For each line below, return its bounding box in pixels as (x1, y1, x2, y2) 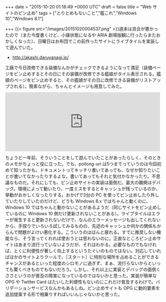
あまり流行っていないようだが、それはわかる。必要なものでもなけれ (18, 242, 157, 247)
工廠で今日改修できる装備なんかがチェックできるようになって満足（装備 (5, 65, 153, 71)
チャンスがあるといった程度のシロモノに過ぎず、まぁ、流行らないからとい (5, 260, 157, 266)
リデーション (5, 285, 31, 291)
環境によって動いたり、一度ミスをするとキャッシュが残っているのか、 (17, 186, 161, 192)
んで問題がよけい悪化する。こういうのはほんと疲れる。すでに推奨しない (9, 229, 157, 235)
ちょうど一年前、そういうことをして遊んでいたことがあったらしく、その (5, 155, 153, 160)
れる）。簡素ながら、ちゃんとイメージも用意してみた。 (13, 83, 125, 89)
